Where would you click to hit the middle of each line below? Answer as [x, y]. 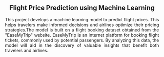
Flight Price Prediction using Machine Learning [82, 8]
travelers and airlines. [27, 50]
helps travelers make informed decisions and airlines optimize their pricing [82, 25]
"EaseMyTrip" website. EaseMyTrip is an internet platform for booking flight [82, 35]
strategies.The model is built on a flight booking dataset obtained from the [82, 30]
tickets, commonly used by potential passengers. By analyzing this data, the [82, 40]
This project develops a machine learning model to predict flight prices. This [82, 19]
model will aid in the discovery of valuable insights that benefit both [82, 45]
